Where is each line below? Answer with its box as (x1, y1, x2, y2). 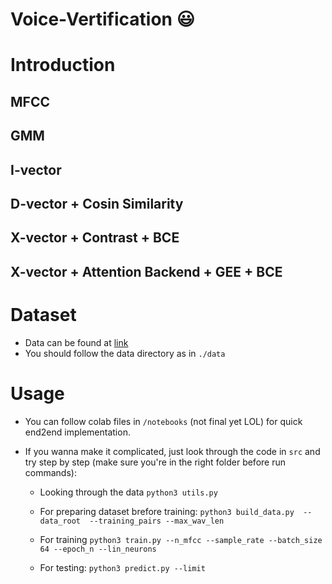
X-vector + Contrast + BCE (10, 229, 180, 247)
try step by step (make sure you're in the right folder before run (24, 456, 286, 468)
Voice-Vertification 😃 (10, 8, 195, 31)
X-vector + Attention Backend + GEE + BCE (10, 263, 283, 280)
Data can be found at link (24, 336, 129, 348)
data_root (39, 516, 82, 526)
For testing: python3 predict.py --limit (39, 561, 206, 573)
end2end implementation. (24, 426, 131, 438)
